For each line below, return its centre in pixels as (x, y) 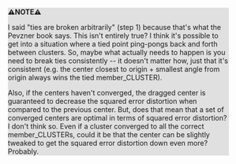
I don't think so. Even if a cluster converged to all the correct (106, 126)
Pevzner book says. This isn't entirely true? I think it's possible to (113, 35)
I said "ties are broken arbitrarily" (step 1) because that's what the (114, 27)
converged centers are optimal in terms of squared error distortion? (118, 118)
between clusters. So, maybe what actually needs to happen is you (117, 52)
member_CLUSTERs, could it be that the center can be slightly (109, 134)
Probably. (24, 151)
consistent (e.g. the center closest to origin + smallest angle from (114, 69)
